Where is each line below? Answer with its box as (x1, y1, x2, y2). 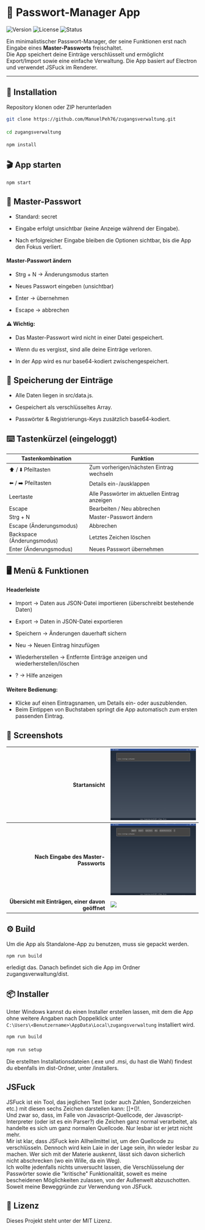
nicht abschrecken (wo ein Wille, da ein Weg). (6, 1157, 122, 1164)
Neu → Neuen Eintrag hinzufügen (15, 642, 100, 649)
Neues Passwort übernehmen (88, 546, 164, 553)
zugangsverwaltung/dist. (6, 970, 69, 978)
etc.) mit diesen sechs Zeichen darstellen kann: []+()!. (6, 1104, 142, 1112)
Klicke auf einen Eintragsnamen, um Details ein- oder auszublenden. (15, 699, 188, 707)
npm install (6, 142, 37, 148)
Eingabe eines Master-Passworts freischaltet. (6, 44, 123, 51)
